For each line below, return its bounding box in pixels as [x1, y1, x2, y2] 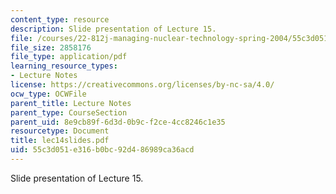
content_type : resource [10, 14, 110, 25]
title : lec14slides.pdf [10, 136, 110, 146]
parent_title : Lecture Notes [10, 98, 132, 108]
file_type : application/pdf [10, 52, 128, 62]
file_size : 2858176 [10, 42, 92, 53]
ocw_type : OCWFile [10, 89, 87, 99]
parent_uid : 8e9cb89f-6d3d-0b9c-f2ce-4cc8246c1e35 [10, 117, 226, 127]
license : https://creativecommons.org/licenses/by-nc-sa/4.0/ [10, 80, 275, 90]
